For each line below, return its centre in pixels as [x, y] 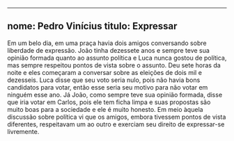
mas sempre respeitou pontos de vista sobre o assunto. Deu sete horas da [114, 65]
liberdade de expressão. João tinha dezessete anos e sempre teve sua [109, 50]
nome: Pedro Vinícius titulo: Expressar [92, 26]
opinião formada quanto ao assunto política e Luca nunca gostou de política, [117, 58]
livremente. [23, 131]
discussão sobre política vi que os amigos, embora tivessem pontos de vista [117, 117]
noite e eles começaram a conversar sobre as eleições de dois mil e [104, 72]
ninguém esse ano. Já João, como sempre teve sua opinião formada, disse [115, 94]
